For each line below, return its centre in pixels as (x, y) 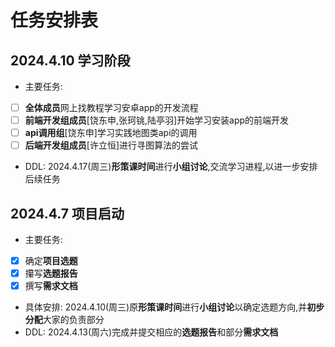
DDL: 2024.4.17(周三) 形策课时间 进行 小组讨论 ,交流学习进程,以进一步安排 (171, 167)
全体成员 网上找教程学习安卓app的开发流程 (111, 107)
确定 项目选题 (51, 261)
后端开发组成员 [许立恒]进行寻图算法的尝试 (111, 145)
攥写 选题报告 (51, 273)
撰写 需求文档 (51, 286)
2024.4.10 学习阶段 (70, 60)
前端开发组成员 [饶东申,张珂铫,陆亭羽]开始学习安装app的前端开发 (157, 120)
